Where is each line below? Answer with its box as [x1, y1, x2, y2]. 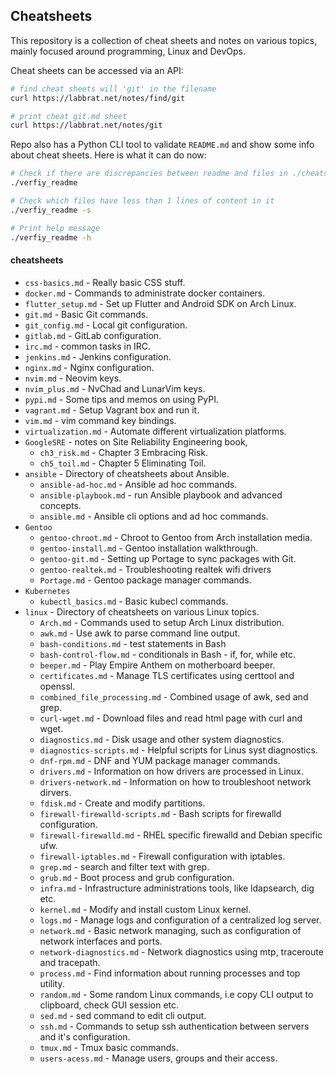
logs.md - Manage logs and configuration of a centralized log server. [39, 914, 322, 926]
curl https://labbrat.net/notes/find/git [10, 93, 186, 103]
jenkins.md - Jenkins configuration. [24, 350, 172, 363]
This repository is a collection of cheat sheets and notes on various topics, [10, 34, 318, 46]
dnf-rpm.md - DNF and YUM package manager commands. [39, 754, 281, 766]
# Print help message [10, 223, 101, 233]
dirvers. [39, 786, 72, 798]
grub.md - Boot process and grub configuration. [39, 871, 235, 883]
